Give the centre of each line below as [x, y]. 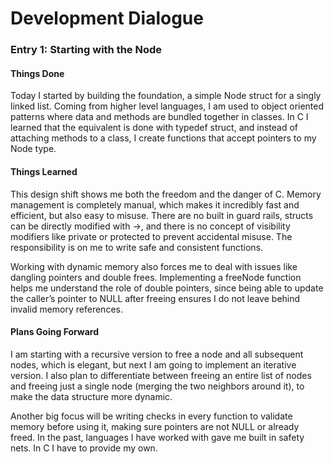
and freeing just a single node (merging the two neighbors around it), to [157, 386]
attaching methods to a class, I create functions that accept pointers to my [163, 138]
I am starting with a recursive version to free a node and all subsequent [157, 354]
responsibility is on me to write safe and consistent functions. [137, 247]
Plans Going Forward [55, 332]
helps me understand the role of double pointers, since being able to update [167, 288]
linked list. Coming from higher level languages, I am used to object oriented [167, 106]
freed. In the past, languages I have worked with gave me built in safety [157, 437]
